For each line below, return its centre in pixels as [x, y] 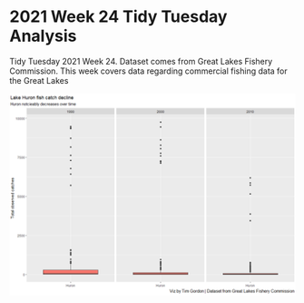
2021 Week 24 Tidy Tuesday [118, 17]
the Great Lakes [39, 80]
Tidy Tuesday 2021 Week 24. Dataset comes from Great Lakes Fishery [141, 61]
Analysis [43, 36]
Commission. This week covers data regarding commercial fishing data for [148, 71]
